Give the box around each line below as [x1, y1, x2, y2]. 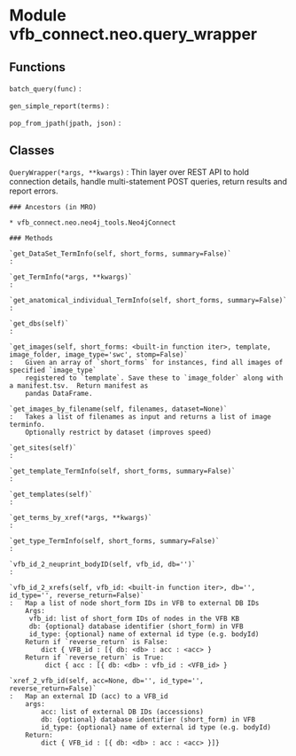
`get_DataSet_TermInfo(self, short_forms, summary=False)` [9, 249, 232, 258]
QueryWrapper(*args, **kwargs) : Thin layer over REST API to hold [9, 166, 250, 177]
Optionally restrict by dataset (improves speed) [25, 428, 213, 437]
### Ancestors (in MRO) [9, 202, 97, 211]
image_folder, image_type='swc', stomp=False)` [9, 350, 189, 359]
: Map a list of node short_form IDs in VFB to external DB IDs [9, 598, 260, 608]
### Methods [9, 233, 53, 242]
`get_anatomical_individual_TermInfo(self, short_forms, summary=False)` [9, 295, 288, 304]
